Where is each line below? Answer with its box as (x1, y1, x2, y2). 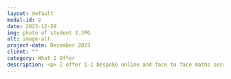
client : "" (7, 49, 38, 56)
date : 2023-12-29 (7, 23, 57, 30)
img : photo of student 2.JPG (7, 29, 91, 36)
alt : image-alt (7, 36, 51, 43)
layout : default (7, 10, 54, 17)
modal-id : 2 (7, 16, 41, 23)
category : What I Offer (7, 55, 76, 62)
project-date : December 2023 (7, 42, 91, 49)
